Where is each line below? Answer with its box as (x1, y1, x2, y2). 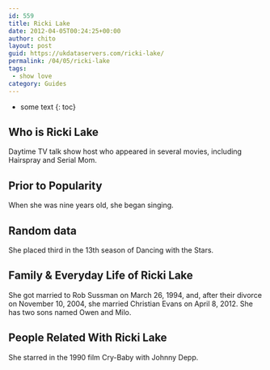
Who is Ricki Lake (8, 125, 99, 138)
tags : (8, 65, 27, 73)
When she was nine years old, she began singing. (8, 200, 174, 211)
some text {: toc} (19, 102, 77, 112)
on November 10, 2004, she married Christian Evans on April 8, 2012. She (8, 299, 253, 308)
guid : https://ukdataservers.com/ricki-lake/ (8, 49, 164, 57)
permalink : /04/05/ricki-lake (8, 57, 111, 66)
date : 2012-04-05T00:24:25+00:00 (8, 27, 121, 35)
